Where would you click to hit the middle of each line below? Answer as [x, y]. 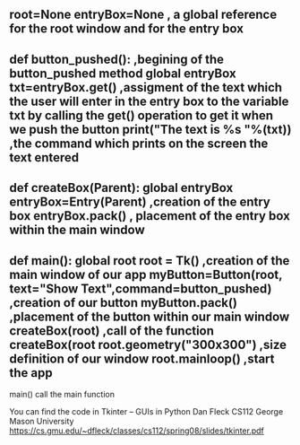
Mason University [42, 421]
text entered [44, 157]
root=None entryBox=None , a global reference [143, 15]
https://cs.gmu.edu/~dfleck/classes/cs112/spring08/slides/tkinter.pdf [137, 431]
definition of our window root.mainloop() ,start [142, 358]
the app [31, 373]
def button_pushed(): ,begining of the [117, 59]
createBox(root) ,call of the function [112, 331]
